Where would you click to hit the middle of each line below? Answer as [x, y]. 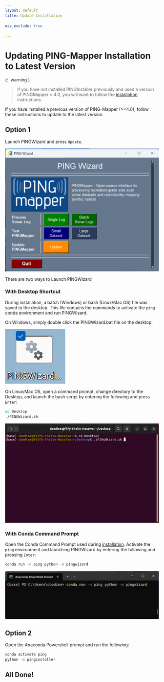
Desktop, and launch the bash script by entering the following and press [78, 396]
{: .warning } [18, 80]
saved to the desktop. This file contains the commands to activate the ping [80, 307]
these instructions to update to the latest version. [54, 115]
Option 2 [18, 633]
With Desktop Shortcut [33, 292]
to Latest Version [40, 66]
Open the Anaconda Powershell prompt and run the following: [67, 645]
